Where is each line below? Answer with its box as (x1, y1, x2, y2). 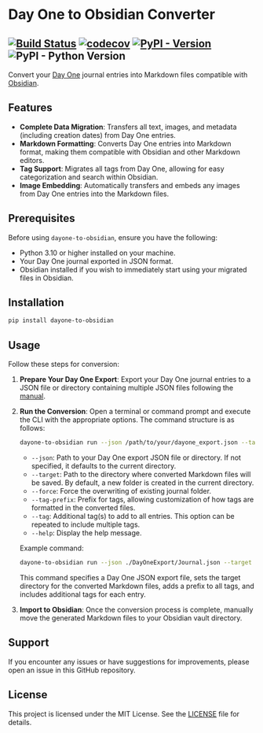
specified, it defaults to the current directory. (31, 461, 177, 470)
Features (8, 101, 53, 115)
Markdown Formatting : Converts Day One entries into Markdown (19, 139, 232, 148)
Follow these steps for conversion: (8, 360, 120, 369)
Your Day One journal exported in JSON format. (19, 256, 174, 265)
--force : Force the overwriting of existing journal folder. (31, 487, 212, 495)
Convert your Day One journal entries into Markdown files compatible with (8, 70, 248, 80)
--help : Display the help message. (31, 528, 142, 537)
